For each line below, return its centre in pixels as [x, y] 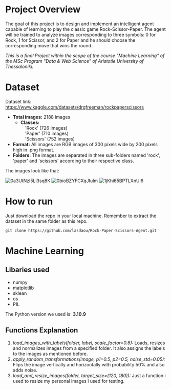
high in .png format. [34, 150]
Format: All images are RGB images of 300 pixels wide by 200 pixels [85, 144]
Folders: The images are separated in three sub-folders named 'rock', [86, 155]
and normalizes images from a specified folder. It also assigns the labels [89, 348]
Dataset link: [18, 101]
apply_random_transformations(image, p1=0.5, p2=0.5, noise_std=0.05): [89, 359]
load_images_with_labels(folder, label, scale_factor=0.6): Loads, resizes [89, 343]
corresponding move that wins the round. [49, 45]
